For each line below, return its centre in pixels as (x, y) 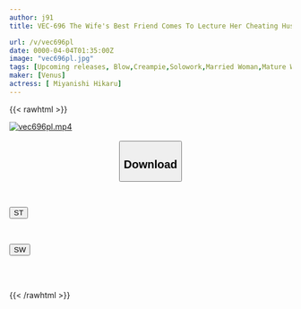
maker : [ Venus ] (38, 76)
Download (150, 164)
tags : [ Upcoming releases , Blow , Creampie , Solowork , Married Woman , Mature (148, 67)
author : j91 (31, 17)
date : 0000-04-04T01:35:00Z (62, 50)
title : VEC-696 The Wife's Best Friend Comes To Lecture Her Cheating (144, 26)
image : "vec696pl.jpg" (52, 59)
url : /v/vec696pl (42, 42)
